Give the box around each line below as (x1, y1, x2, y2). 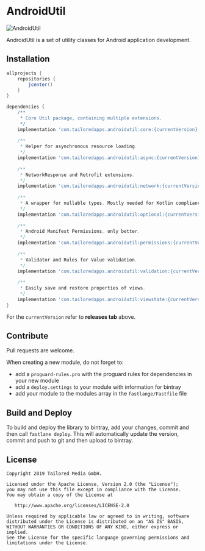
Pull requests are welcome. (6, 347, 74, 354)
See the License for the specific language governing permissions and (6, 535, 190, 541)
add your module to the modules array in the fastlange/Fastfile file (15, 390, 187, 397)
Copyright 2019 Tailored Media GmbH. (6, 471, 103, 477)
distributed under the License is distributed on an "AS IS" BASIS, (6, 519, 184, 525)
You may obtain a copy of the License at (6, 492, 113, 498)
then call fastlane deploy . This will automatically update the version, (6, 430, 179, 438)
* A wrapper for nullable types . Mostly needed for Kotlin (20, 200, 173, 206)
